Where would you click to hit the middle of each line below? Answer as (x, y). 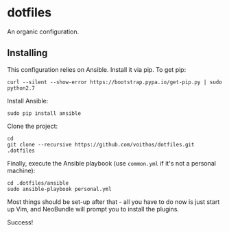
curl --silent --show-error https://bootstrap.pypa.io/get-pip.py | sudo (115, 82)
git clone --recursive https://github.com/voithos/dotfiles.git (101, 144)
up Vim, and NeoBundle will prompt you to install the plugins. (93, 209)
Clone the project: (33, 126)
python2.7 (21, 88)
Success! (20, 222)
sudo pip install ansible (44, 113)
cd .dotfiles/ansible (38, 183)
